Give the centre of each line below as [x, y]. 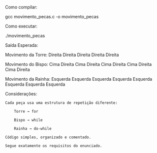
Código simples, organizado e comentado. [48, 137]
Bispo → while [28, 120]
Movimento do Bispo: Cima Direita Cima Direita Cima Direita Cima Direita [78, 64]
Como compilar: [21, 7]
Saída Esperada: [22, 45]
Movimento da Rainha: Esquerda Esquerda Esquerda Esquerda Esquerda [79, 79]
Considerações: [21, 94]
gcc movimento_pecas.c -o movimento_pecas [52, 16]
